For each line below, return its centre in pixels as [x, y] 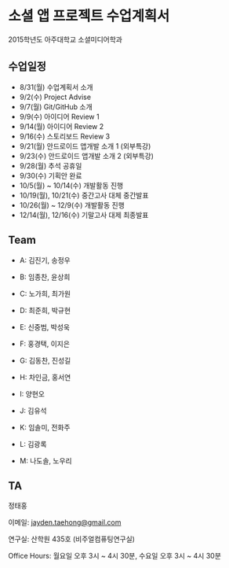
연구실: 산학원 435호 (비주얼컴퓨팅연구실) [72, 539]
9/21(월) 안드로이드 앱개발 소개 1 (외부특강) [85, 146]
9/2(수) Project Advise [55, 97]
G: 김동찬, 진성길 [45, 360]
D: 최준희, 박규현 [45, 310]
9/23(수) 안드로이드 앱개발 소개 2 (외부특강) [87, 156]
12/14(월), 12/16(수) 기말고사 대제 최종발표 [84, 215]
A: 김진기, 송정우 [45, 260]
